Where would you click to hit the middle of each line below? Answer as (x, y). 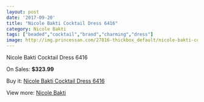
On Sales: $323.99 (30, 69)
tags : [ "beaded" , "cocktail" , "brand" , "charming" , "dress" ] (80, 35)
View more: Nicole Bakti (36, 93)
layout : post (23, 12)
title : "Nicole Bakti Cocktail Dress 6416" (62, 23)
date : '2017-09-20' (31, 18)
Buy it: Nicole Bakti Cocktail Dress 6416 (56, 81)
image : (15, 40)
